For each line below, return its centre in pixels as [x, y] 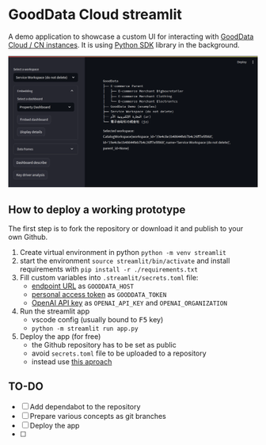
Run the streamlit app [54, 311]
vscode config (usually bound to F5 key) [97, 320]
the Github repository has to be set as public [104, 345]
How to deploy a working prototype [97, 209]
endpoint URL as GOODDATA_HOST [83, 286]
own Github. [28, 237]
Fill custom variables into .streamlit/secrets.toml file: [109, 278]
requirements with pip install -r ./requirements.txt [108, 269]
